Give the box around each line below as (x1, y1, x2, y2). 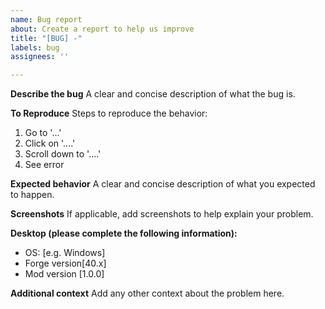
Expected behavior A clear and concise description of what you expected (10, 178, 316, 190)
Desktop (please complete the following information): (10, 227, 238, 240)
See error (24, 159, 65, 171)
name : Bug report (10, 14, 83, 25)
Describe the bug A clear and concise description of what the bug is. (10, 88, 296, 100)
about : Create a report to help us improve (10, 24, 195, 34)
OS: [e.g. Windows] (24, 247, 106, 259)
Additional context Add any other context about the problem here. (10, 287, 285, 300)
